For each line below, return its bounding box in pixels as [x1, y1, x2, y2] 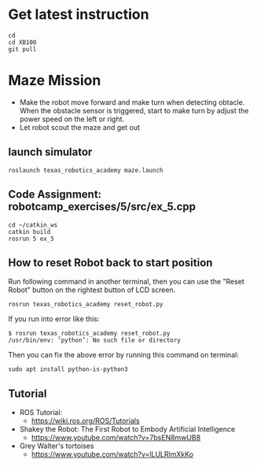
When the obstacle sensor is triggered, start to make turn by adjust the [19, 106, 249, 115]
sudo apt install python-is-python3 [8, 365, 128, 373]
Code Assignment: [8, 187, 102, 202]
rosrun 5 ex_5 [8, 235, 55, 243]
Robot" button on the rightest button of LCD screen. [8, 285, 176, 295]
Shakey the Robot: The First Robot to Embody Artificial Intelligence [19, 424, 236, 434]
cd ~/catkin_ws [8, 221, 58, 229]
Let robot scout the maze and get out [19, 122, 140, 132]
